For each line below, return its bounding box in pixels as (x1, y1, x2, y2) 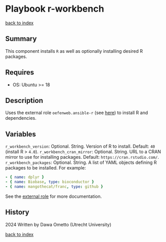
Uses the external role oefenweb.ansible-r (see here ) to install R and (5, 110, 148, 116)
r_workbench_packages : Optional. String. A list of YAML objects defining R (5, 159, 157, 165)
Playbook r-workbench (5, 3, 105, 15)
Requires (5, 68, 35, 77)
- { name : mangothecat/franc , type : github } (5, 184, 103, 189)
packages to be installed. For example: (5, 165, 86, 171)
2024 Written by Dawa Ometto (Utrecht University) (5, 221, 112, 227)
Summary (5, 34, 37, 43)
